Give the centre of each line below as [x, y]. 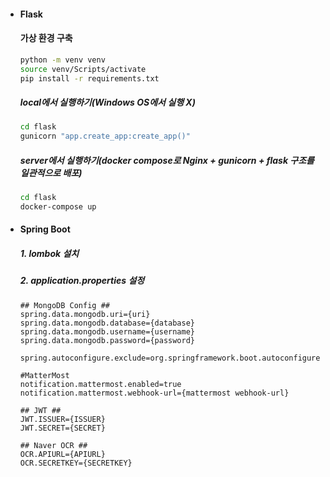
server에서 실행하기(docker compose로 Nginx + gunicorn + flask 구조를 [167, 160]
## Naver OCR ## [53, 445]
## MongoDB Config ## [64, 305]
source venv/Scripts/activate [83, 69]
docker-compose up [58, 206]
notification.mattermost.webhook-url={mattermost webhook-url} [154, 393]
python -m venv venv [62, 60]
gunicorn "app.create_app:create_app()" [105, 136]
